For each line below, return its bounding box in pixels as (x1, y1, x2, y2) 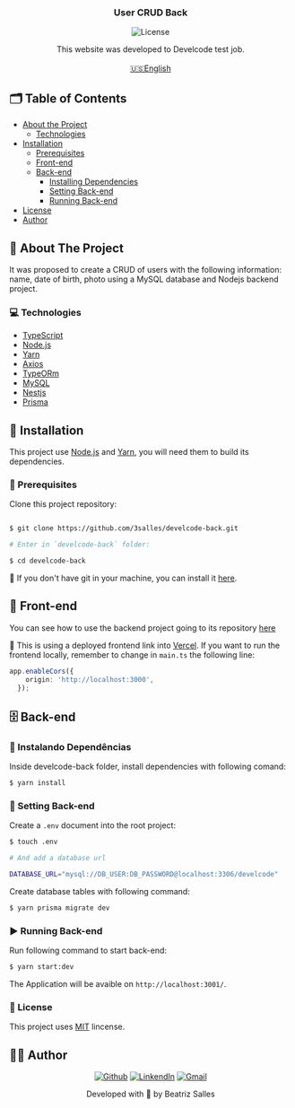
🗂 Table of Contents (9, 91, 127, 106)
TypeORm (22, 368, 60, 379)
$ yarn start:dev (9, 963, 74, 972)
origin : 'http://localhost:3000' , (25, 675, 154, 684)
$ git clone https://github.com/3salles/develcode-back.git (9, 524, 239, 533)
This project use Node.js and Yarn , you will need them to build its (9, 447, 249, 458)
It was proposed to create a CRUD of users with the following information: (9, 264, 282, 275)
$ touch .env (9, 837, 58, 847)
